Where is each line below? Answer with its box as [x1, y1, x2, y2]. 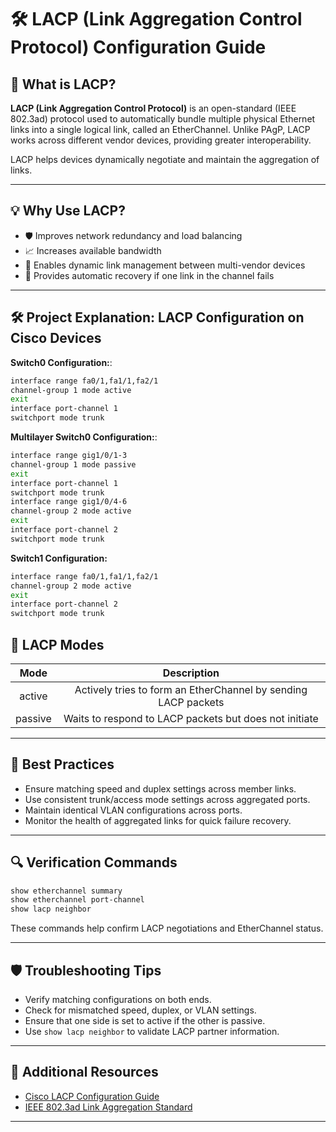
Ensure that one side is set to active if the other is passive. [24, 1015, 266, 1026]
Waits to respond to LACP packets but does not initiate [63, 711, 319, 725]
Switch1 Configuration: [10, 552, 108, 564]
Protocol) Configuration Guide [10, 36, 267, 59]
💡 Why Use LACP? [10, 202, 126, 220]
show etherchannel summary [10, 886, 123, 896]
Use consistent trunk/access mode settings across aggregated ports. [24, 793, 311, 805]
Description [162, 666, 220, 680]
